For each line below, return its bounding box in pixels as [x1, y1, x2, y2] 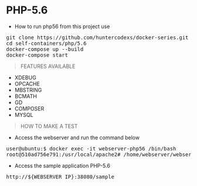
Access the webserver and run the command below [14, 134, 140, 141]
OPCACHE [14, 80, 40, 87]
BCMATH [14, 92, 37, 99]
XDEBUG [14, 74, 36, 81]
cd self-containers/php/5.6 [6, 40, 87, 47]
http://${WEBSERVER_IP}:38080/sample [6, 173, 115, 180]
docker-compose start [6, 51, 69, 58]
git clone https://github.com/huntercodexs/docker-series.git [6, 34, 189, 41]
